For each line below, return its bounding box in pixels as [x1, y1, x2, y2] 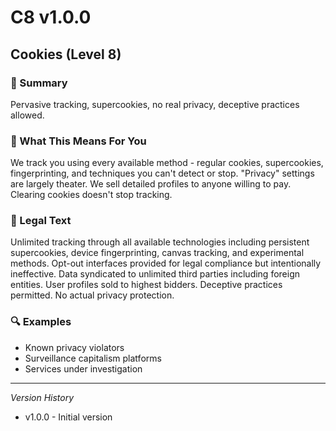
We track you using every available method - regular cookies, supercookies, [10, 157, 324, 169]
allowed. [10, 109, 45, 121]
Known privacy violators [24, 341, 125, 353]
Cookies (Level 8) [10, 46, 122, 63]
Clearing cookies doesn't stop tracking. [10, 189, 173, 201]
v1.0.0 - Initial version [24, 411, 113, 423]
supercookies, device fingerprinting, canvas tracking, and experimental [10, 247, 305, 259]
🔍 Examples [10, 315, 72, 329]
